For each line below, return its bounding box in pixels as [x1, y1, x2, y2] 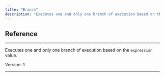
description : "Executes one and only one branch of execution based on [5, 12, 155, 17]
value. [5, 52, 18, 58]
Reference [5, 30, 38, 38]
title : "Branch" [5, 7, 38, 12]
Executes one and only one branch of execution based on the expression [5, 47, 153, 53]
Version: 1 [5, 62, 25, 68]
